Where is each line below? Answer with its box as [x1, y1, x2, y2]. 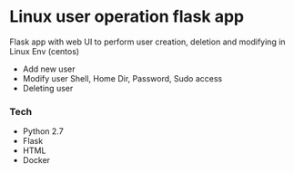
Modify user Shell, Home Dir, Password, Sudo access [22, 72, 223, 83]
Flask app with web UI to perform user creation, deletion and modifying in [9, 36, 286, 47]
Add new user [22, 63, 76, 74]
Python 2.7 [22, 126, 64, 137]
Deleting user [22, 82, 74, 93]
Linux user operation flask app [9, 6, 244, 27]
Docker [22, 155, 51, 166]
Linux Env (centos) [9, 45, 80, 56]
